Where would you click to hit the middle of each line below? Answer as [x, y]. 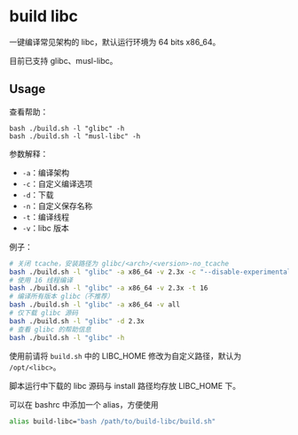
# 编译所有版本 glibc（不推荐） [62, 297]
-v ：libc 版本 [45, 228]
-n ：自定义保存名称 [57, 206]
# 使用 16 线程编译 [41, 280]
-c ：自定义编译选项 [57, 183]
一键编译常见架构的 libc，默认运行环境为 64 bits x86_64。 [115, 42]
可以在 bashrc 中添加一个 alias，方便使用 [84, 404]
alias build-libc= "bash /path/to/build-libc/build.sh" [113, 421]
